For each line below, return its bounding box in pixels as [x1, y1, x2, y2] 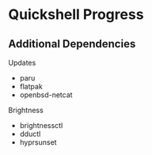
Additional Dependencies [8, 37, 136, 51]
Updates [8, 58, 36, 67]
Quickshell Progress [8, 6, 144, 24]
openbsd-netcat [19, 90, 73, 100]
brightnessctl [19, 121, 63, 130]
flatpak [19, 81, 44, 91]
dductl [19, 129, 41, 138]
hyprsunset [19, 138, 57, 147]
